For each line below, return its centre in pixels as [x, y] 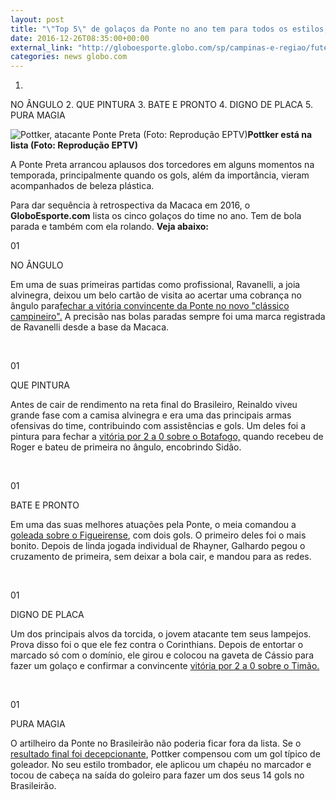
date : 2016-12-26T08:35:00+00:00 [80, 38]
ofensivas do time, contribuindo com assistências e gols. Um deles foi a [158, 426]
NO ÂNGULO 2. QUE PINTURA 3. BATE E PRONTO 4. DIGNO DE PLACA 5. [161, 105]
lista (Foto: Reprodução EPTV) [74, 145]
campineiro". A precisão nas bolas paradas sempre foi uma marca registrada [168, 317]
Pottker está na [280, 135]
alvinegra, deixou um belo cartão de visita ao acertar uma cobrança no [156, 295]
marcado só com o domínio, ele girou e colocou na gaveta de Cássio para [162, 655]
